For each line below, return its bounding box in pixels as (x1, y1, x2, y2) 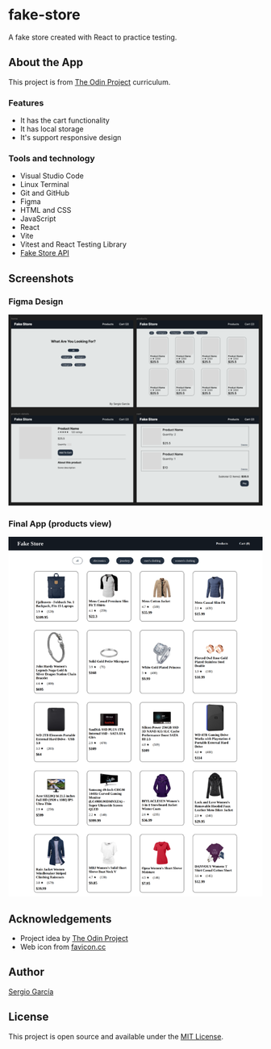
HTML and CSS (19, 206, 72, 215)
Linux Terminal (19, 180, 70, 189)
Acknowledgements (8, 912, 112, 926)
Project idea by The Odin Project (19, 933, 129, 943)
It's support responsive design (19, 133, 122, 143)
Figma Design (8, 296, 64, 307)
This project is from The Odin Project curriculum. (8, 77, 171, 86)
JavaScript (19, 214, 56, 223)
